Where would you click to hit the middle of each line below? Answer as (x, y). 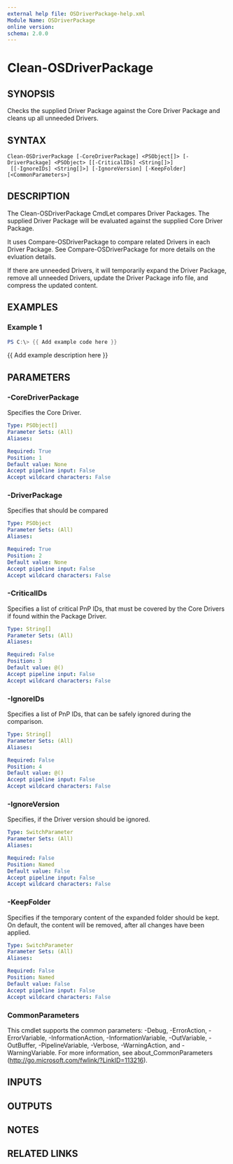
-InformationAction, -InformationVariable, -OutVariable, (128, 1038)
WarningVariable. (32, 1052)
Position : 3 (24, 661)
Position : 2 (24, 555)
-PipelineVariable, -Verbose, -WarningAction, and (109, 1045)
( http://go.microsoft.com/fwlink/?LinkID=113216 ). (78, 1060)
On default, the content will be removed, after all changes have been (106, 925)
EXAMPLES (33, 307)
